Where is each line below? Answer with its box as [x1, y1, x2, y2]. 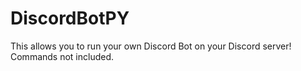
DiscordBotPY [10, 7, 130, 30]
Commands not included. [10, 50, 115, 62]
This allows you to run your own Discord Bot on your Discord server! [10, 40, 292, 52]
